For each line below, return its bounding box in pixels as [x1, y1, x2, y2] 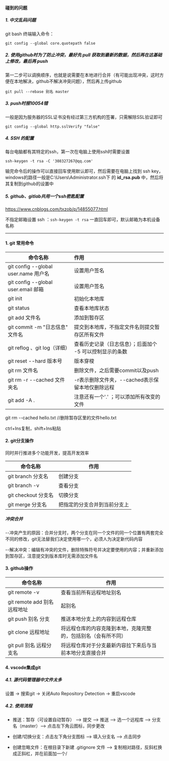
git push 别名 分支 [8, 616, 50, 623]
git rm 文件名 [8, 367, 38, 374]
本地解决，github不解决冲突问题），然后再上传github [14, 78, 122, 84]
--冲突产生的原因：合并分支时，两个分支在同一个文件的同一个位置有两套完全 [5, 529, 163, 535]
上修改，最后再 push [5, 58, 48, 64]
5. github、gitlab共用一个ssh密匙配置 [5, 194, 84, 200]
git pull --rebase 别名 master [5, 89, 69, 94]
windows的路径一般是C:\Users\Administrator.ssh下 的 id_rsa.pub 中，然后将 [5, 174, 163, 180]
